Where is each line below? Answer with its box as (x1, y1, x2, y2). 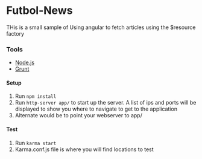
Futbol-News (6, 4, 73, 18)
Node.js (14, 59, 35, 67)
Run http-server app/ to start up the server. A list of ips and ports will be (14, 99, 197, 106)
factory (6, 30, 25, 37)
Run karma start (14, 139, 57, 146)
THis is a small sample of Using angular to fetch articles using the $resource (6, 24, 196, 31)
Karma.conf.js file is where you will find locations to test (14, 146, 154, 153)
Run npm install (14, 92, 57, 100)
